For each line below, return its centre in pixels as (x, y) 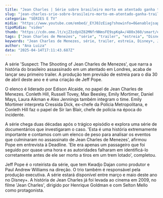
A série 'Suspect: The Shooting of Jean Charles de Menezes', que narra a (79, 64)
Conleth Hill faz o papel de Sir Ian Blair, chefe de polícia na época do (73, 109)
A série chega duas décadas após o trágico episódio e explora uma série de (81, 124)
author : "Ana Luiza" (26, 46)
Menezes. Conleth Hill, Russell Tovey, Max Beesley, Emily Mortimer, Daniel (79, 94)
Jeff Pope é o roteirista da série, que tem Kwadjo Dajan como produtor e (77, 164)
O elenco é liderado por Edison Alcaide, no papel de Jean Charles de (74, 89)
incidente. (15, 115)
